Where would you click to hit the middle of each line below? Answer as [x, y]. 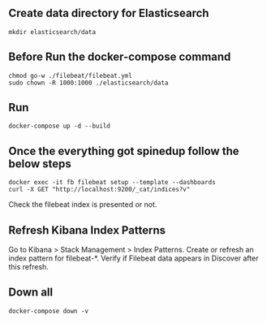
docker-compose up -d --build [60, 126]
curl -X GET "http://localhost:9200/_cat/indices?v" [99, 190]
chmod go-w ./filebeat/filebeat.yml [70, 75]
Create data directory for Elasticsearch [109, 13]
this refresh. [28, 267]
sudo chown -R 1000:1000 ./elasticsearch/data [88, 83]
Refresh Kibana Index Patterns [87, 230]
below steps [40, 164]
